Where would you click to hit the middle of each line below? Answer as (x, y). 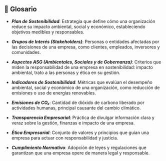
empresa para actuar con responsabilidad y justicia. (65, 137)
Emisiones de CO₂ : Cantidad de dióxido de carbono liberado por (78, 102)
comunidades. (26, 52)
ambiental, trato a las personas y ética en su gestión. (66, 72)
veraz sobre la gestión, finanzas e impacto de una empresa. (73, 122)
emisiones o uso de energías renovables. (54, 92)
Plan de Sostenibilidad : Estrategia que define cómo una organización (83, 21)
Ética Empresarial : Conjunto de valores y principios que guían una (80, 132)
